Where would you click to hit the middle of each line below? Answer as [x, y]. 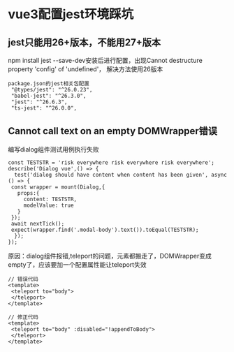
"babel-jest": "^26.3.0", [49, 96]
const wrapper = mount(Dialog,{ [58, 187]
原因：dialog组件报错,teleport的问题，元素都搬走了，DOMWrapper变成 [110, 256]
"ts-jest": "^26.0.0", [44, 108]
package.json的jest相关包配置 [49, 84]
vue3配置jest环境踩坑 [71, 14]
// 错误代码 [23, 279]
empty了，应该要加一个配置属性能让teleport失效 [77, 264]
